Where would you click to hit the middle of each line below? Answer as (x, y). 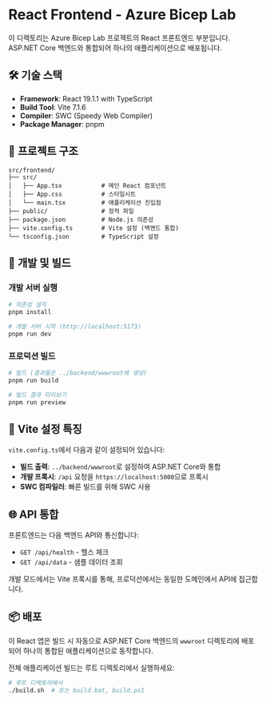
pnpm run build (34, 380)
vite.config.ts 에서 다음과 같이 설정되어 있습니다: (87, 450)
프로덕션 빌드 (32, 355)
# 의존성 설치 (28, 305)
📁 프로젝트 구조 (43, 151)
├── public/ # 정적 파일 (71, 211)
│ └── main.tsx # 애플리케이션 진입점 (85, 202)
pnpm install (30, 312)
